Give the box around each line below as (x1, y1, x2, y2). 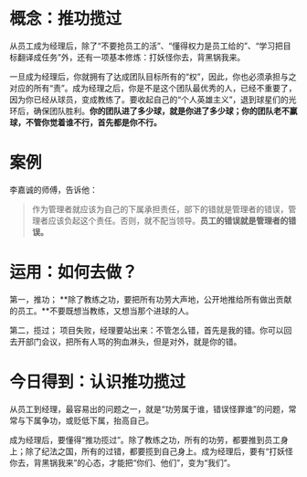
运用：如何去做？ (9, 262, 139, 283)
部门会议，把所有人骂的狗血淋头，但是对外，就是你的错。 (25, 335, 242, 347)
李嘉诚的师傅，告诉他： (9, 184, 98, 195)
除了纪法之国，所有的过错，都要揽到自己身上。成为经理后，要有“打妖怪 (25, 445, 294, 457)
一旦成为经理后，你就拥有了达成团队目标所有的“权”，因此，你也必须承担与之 (9, 70, 297, 82)
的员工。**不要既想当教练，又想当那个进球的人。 (9, 305, 195, 316)
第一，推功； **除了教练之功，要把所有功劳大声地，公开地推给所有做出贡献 (9, 293, 292, 304)
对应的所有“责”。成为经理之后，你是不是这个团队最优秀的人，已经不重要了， (9, 82, 297, 93)
